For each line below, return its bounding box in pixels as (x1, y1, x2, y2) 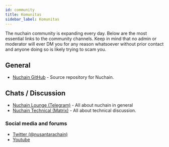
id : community (5, 7, 35, 13)
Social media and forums (5, 120, 67, 127)
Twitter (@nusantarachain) (12, 131, 68, 137)
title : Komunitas (5, 12, 42, 17)
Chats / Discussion (5, 89, 66, 97)
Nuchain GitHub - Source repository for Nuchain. (12, 74, 114, 80)
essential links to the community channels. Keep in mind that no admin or (5, 36, 157, 42)
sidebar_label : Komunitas (5, 17, 59, 22)
